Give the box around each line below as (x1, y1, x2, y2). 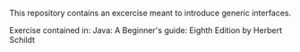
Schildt (9, 35, 36, 45)
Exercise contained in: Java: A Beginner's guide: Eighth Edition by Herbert (9, 25, 282, 35)
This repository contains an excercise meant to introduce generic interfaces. (9, 8, 292, 18)
